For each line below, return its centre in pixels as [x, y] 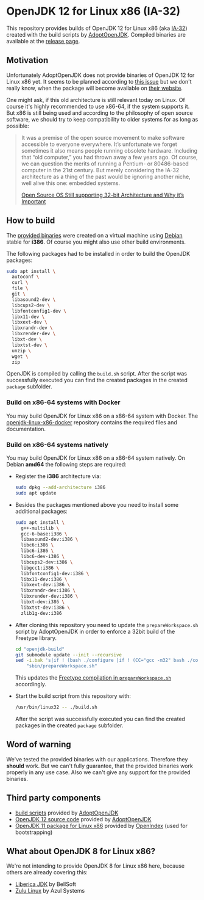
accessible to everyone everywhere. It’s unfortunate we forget [99, 144]
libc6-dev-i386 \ [43, 557]
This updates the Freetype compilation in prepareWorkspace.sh [93, 678]
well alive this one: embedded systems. [71, 183]
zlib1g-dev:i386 [41, 613]
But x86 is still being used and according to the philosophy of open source [100, 113]
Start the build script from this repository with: [73, 696]
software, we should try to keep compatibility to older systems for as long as [102, 119]
